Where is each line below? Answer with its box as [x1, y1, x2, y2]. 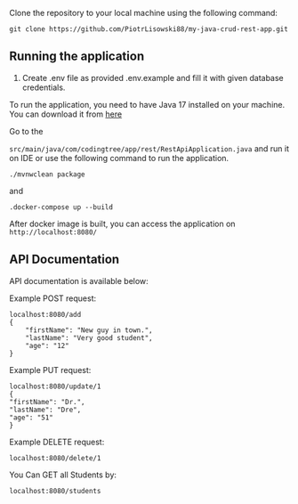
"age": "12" [25, 341, 69, 350]
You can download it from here [9, 109, 123, 119]
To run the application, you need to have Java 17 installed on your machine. [9, 99, 286, 110]
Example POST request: [9, 293, 96, 304]
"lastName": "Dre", [9, 405, 82, 414]
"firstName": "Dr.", [9, 397, 86, 406]
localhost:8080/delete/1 [9, 453, 101, 462]
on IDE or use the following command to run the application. [9, 152, 230, 163]
